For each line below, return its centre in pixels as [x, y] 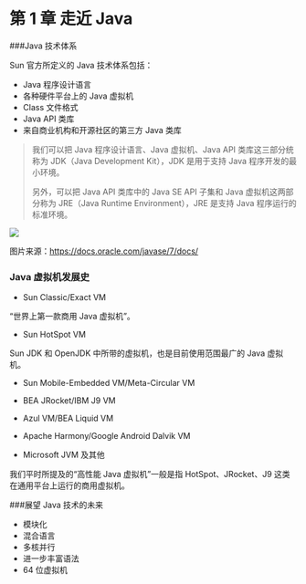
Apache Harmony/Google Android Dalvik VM [106, 436]
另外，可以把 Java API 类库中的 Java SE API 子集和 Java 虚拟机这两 [158, 192]
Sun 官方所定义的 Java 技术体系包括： [81, 65]
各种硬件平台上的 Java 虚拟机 [78, 96]
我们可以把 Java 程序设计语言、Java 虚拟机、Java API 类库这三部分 [158, 149]
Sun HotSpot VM [54, 335]
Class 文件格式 [50, 107]
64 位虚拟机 [45, 570]
